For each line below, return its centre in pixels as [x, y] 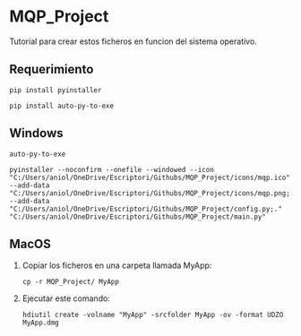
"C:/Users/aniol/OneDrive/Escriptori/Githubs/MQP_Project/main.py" [138, 217]
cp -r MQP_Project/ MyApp [70, 282]
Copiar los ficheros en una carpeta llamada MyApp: [117, 265]
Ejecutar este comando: [66, 298]
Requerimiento [52, 69]
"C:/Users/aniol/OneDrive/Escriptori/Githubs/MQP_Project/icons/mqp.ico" [150, 177]
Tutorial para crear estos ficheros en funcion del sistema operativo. [133, 41]
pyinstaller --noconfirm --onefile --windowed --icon [112, 169]
